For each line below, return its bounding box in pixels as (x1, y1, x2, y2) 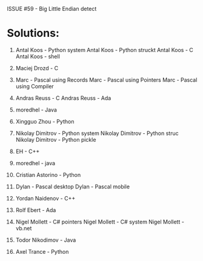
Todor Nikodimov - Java (15, 236, 76, 243)
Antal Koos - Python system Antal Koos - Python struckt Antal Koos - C (15, 46, 193, 53)
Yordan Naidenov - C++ (15, 194, 76, 202)
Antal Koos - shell (15, 53, 60, 60)
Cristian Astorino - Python (15, 171, 81, 178)
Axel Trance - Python (15, 248, 69, 255)
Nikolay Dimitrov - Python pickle (15, 136, 96, 143)
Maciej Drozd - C (15, 64, 59, 71)
